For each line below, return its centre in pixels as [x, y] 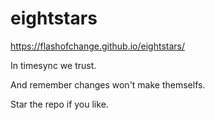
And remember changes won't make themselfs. [108, 84]
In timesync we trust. [53, 65]
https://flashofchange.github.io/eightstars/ [97, 46]
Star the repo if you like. [59, 104]
